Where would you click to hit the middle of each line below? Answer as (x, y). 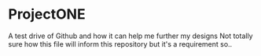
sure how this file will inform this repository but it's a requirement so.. (120, 44)
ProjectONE (47, 14)
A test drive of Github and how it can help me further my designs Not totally (130, 36)
